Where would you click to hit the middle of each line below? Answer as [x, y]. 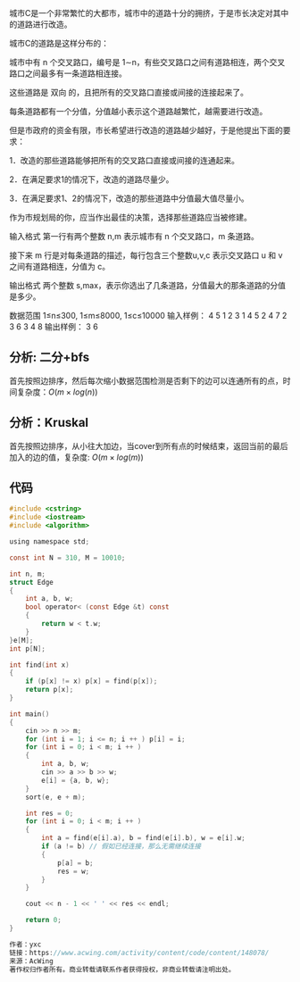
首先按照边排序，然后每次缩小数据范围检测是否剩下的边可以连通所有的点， [146, 380]
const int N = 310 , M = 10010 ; [67, 558]
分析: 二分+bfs [50, 358]
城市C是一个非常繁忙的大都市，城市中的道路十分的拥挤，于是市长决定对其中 [149, 13]
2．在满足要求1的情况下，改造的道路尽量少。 [92, 179]
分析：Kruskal [49, 423]
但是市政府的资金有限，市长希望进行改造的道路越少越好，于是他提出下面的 [146, 130]
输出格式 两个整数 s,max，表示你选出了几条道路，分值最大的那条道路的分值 [148, 285]
